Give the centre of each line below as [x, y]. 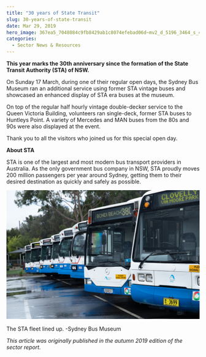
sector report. [24, 347]
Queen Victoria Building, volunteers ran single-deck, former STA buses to [99, 113]
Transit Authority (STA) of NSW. [48, 70]
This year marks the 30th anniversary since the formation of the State [97, 63]
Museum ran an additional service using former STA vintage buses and [96, 88]
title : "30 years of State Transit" [53, 13]
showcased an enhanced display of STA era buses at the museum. [90, 95]
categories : [21, 39]
